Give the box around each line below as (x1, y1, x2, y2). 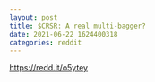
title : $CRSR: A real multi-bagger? (9, 21, 146, 30)
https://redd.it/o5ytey (9, 62, 88, 73)
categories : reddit (9, 37, 82, 47)
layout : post (9, 12, 58, 22)
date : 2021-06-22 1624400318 (9, 29, 118, 38)
